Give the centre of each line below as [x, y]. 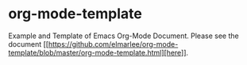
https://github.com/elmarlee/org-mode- [113, 44]
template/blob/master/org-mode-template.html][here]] [97, 52]
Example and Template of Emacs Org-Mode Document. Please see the [124, 36]
